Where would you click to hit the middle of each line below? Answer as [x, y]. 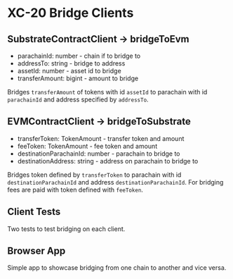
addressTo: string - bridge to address [71, 63]
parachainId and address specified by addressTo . [78, 99]
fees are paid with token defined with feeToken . [75, 190]
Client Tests [34, 212]
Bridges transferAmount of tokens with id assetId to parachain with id [107, 92]
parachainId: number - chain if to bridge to [79, 56]
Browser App [36, 251]
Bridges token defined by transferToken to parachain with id [94, 175]
